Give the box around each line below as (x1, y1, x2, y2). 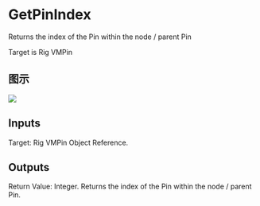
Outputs (8, 161, 50, 174)
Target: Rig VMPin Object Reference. (8, 138, 129, 147)
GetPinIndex (8, 6, 91, 24)
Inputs (8, 117, 41, 130)
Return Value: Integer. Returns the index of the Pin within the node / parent (8, 181, 252, 192)
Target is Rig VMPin (8, 47, 73, 56)
